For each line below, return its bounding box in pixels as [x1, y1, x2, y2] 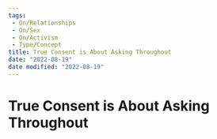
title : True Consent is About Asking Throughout [8, 48, 172, 56]
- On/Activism [11, 33, 59, 42]
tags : [8, 11, 26, 20]
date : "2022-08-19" [8, 56, 73, 64]
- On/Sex [11, 26, 41, 34]
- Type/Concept [11, 41, 62, 49]
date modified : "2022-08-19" [8, 63, 105, 71]
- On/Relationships [11, 19, 77, 27]
